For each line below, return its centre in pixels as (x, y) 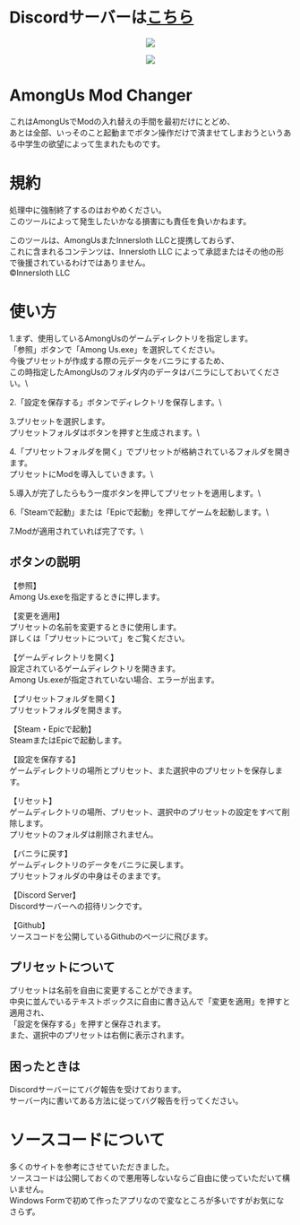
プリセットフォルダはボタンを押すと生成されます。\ (104, 432)
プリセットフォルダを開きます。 (68, 709)
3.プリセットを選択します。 (60, 421)
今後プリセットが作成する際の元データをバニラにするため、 (120, 361)
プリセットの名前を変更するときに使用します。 (95, 627)
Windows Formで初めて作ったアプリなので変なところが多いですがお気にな (147, 1201)
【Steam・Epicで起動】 (53, 729)
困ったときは (45, 1066)
